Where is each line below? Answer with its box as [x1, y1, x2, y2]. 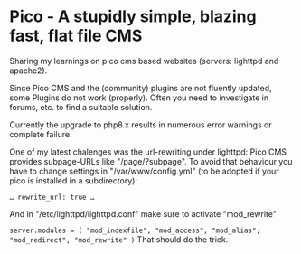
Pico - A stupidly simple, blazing [9, 6, 257, 27]
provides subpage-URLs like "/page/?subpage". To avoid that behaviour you [9, 155, 293, 166]
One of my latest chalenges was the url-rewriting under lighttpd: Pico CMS [9, 146, 287, 157]
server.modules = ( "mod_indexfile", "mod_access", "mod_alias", [9, 226, 260, 235]
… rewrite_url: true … [9, 193, 95, 202]
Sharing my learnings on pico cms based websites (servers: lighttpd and [9, 55, 279, 66]
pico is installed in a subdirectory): [9, 174, 138, 186]
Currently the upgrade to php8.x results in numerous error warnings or [9, 119, 273, 130]
